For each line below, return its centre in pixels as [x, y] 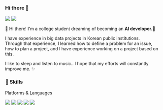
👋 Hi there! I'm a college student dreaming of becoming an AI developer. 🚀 [80, 29]
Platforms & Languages [29, 93]
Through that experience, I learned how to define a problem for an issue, [79, 43]
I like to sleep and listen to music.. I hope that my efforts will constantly [77, 64]
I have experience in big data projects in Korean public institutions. [73, 38]
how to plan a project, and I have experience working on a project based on [82, 49]
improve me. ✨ [20, 69]
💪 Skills [14, 82]
